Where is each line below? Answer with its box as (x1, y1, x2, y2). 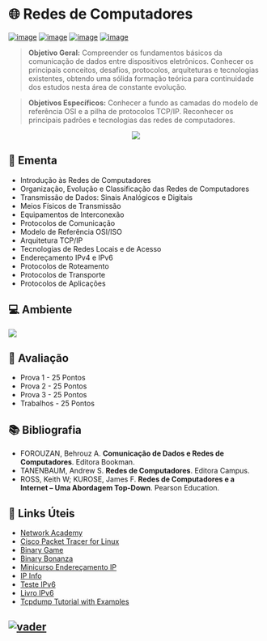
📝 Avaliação (8, 351, 69, 365)
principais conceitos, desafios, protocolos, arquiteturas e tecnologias (28, 65, 259, 74)
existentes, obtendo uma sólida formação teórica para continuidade (28, 74, 255, 83)
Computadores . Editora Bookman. (19, 457, 135, 467)
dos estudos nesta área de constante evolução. (28, 82, 188, 91)
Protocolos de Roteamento (19, 261, 109, 271)
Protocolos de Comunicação (19, 218, 116, 227)
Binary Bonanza (19, 554, 74, 563)
